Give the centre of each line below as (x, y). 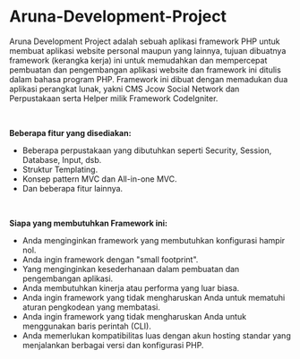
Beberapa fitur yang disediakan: (70, 132)
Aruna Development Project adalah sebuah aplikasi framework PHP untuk (145, 41)
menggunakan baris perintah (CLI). (87, 326)
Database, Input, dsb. (62, 159)
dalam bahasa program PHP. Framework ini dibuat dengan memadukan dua (149, 79)
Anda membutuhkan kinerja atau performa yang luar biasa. (131, 287)
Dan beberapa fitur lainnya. (73, 188)
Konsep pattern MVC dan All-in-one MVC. (99, 179)
